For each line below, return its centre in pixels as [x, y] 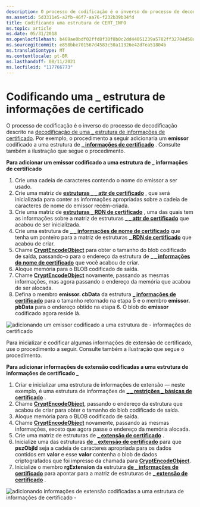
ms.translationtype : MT [36, 51]
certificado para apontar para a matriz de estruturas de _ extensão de [101, 474]
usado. [23, 187]
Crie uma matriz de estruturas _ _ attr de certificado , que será [92, 193]
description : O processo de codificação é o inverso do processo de [93, 12]
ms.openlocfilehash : [32, 39]
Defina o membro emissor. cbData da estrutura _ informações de [96, 294]
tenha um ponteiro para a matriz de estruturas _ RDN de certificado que [103, 237]
